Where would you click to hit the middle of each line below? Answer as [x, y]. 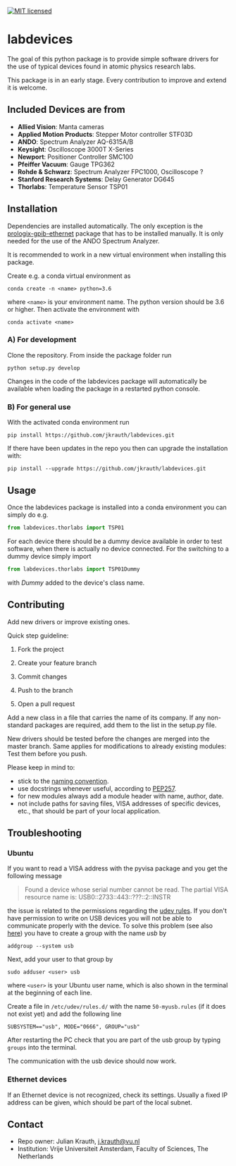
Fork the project [41, 649]
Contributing [36, 605]
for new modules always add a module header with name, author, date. [120, 796]
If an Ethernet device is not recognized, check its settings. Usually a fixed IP [117, 1095]
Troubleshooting [45, 833]
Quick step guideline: [38, 636]
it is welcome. [27, 87]
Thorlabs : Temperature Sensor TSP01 [73, 186]
